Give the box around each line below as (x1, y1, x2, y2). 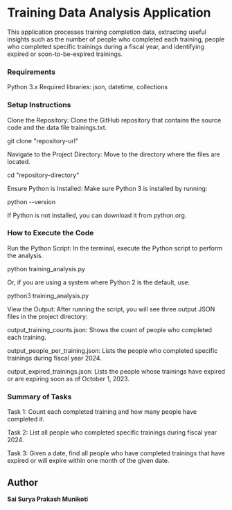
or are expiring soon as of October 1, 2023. (7, 374, 130, 383)
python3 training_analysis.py (7, 291, 89, 300)
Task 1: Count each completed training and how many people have (7, 408, 197, 416)
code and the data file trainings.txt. (7, 123, 107, 131)
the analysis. (7, 251, 44, 259)
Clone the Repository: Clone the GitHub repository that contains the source (7, 116, 222, 124)
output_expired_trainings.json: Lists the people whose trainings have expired (7, 367, 226, 375)
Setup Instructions (7, 100, 71, 110)
